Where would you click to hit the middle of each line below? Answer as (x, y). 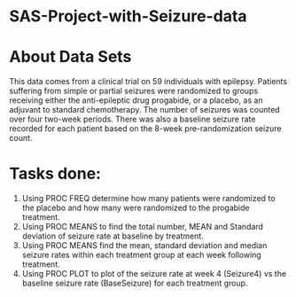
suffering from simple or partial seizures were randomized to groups (134, 91)
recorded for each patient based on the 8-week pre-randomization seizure (145, 129)
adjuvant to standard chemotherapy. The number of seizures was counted (145, 110)
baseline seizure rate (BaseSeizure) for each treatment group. (135, 283)
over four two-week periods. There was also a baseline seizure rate (132, 119)
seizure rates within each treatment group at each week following (141, 255)
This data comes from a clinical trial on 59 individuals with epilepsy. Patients (148, 82)
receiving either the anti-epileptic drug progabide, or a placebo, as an (136, 100)
